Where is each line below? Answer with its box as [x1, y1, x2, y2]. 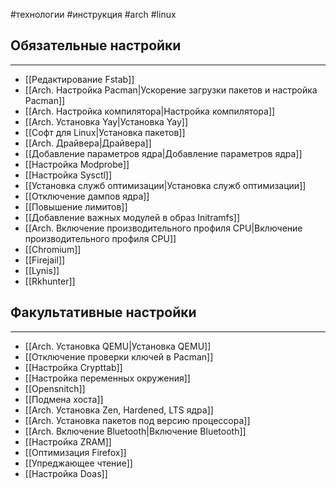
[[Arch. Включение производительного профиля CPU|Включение [24, 222, 303, 234]
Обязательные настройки [10, 37, 182, 54]
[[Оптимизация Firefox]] [24, 446, 127, 458]
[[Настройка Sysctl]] [24, 169, 113, 181]
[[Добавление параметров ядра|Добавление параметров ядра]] [24, 147, 303, 159]
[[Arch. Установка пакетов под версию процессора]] [24, 414, 251, 426]
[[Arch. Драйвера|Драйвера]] [24, 137, 152, 149]
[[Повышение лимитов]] [24, 200, 128, 213]
